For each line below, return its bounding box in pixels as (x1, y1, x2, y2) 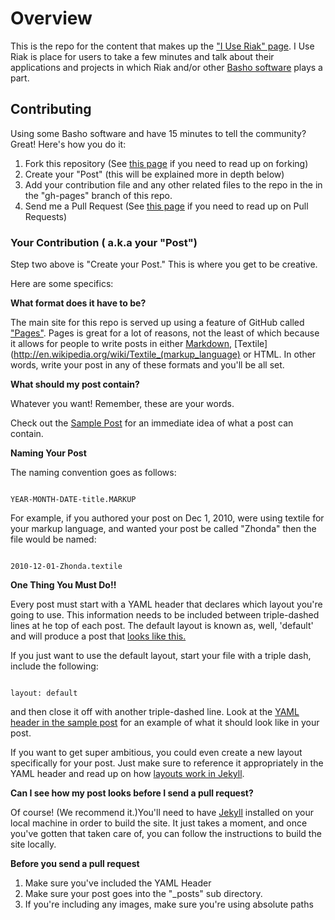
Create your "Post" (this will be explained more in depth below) (24, 168, 285, 180)
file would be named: (10, 533, 97, 546)
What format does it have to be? (10, 297, 147, 309)
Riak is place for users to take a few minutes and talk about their (10, 50, 275, 62)
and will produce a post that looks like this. (10, 630, 187, 642)
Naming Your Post (10, 447, 87, 459)
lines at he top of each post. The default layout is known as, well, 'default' (10, 620, 314, 632)
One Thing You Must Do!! (10, 579, 117, 591)
